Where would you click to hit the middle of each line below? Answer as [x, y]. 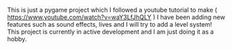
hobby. [17, 39]
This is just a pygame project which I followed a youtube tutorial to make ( [112, 10]
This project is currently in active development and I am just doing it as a [110, 32]
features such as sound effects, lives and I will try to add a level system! [110, 24]
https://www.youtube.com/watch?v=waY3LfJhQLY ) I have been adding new [116, 17]
